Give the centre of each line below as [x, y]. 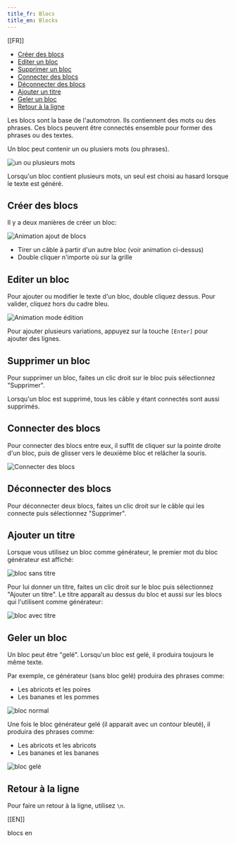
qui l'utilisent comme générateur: [55, 602]
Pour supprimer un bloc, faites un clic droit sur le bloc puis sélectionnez [111, 377]
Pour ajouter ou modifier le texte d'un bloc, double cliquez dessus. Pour [112, 296]
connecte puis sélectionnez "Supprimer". [67, 513]
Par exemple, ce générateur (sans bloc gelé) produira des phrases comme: [116, 676]
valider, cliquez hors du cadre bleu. [58, 304]
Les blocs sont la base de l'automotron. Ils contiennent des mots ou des [112, 120]
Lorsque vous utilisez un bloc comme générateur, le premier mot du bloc [113, 552]
